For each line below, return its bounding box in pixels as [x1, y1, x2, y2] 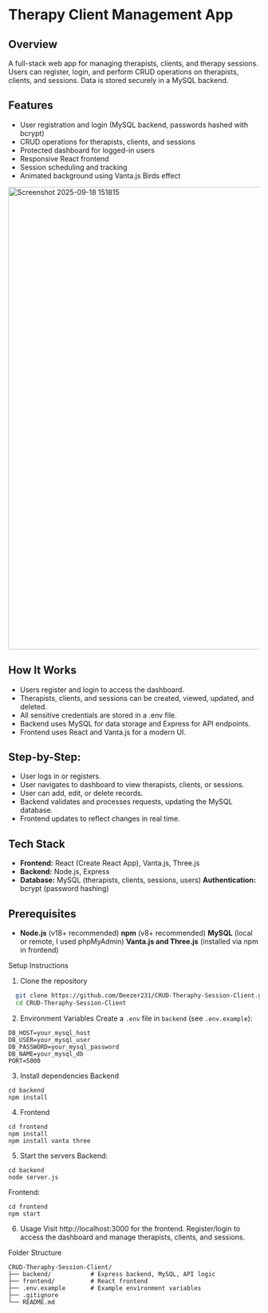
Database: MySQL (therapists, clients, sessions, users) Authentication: [19, 875, 257, 885]
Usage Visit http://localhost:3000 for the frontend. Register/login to [19, 1223, 241, 1233]
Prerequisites [8, 907, 77, 921]
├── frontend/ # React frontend [8, 1277, 148, 1285]
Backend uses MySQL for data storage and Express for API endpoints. [19, 718, 251, 728]
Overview [8, 38, 58, 51]
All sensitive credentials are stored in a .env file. [19, 710, 177, 720]
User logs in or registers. [19, 771, 101, 781]
